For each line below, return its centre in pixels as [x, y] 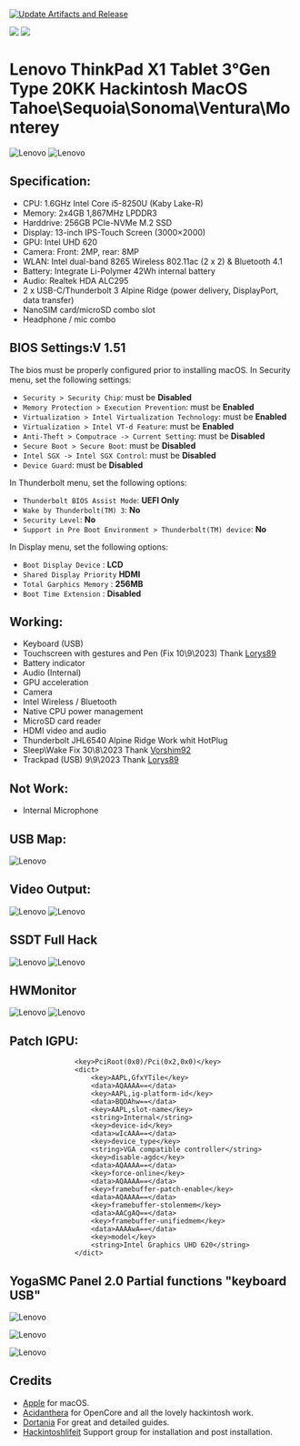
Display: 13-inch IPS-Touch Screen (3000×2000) [114, 232]
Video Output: [50, 890]
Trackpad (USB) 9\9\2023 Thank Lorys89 [100, 760]
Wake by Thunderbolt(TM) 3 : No [81, 510]
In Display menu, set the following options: [89, 547]
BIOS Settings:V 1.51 [68, 348]
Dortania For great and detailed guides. [96, 1422]
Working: [36, 622]
